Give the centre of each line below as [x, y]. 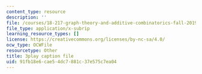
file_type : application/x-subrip [48, 28]
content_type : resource [36, 12]
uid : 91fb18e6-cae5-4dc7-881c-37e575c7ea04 [62, 61]
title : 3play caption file [40, 56]
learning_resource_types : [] [43, 34]
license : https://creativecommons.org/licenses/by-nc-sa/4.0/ [86, 39]
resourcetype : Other [32, 51]
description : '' [26, 17]
